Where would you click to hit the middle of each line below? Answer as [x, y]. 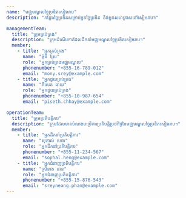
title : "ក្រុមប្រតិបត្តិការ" [37, 118]
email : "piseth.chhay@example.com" [67, 102]
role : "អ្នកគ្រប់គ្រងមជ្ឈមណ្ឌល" [53, 62]
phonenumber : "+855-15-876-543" [63, 180]
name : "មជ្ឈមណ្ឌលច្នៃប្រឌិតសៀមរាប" [42, 12]
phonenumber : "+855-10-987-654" [63, 96]
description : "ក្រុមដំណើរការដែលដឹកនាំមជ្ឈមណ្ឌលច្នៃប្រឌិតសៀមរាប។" [79, 40]
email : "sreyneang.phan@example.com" [70, 186]
